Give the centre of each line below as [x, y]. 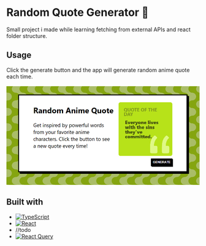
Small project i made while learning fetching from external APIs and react [99, 29]
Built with [25, 202]
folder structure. [27, 35]
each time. [20, 76]
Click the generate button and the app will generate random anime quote [98, 70]
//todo [23, 229]
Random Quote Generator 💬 [78, 13]
